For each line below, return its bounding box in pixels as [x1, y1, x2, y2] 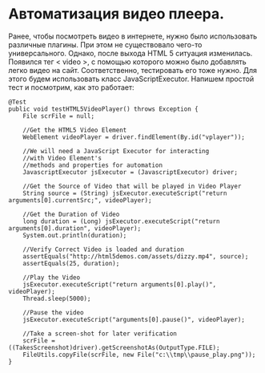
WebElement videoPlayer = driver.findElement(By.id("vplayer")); [22, 133, 246, 141]
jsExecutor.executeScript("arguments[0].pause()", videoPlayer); [22, 315, 246, 323]
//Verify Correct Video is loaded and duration [22, 245, 184, 253]
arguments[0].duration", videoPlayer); [8, 224, 142, 233]
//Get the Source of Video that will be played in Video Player [22, 182, 242, 190]
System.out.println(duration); [22, 231, 127, 239]
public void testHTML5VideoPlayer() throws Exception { [8, 105, 199, 113]
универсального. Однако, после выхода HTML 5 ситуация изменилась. [8, 48, 253, 58]
